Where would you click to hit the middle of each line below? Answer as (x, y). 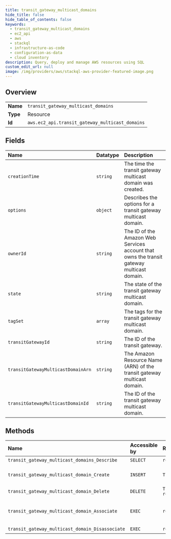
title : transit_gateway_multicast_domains (51, 10)
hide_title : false (25, 15)
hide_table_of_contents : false (38, 19)
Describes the (141, 197)
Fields (15, 141)
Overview (21, 92)
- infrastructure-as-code (37, 48)
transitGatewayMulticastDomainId (48, 403)
